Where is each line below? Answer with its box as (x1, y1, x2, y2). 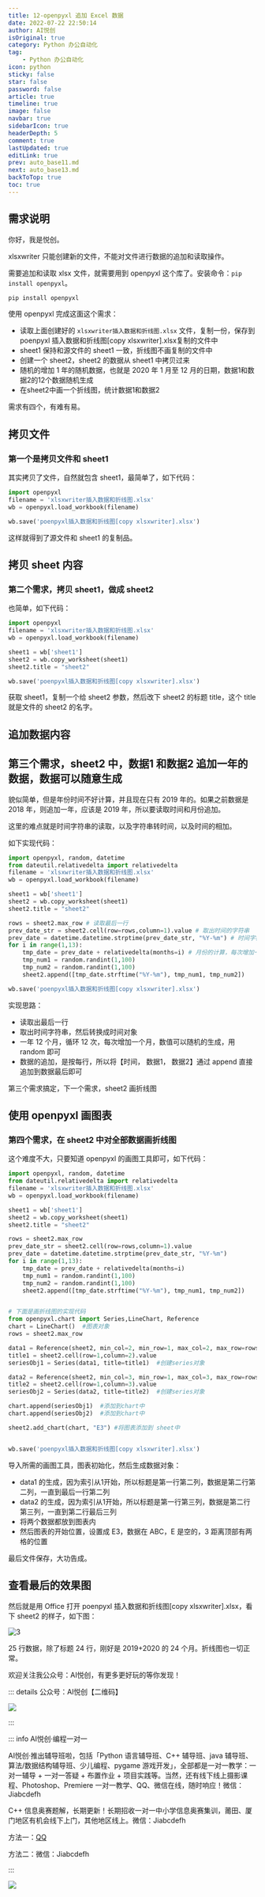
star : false (8, 78, 47, 85)
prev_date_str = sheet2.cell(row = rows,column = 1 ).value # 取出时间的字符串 (8, 927, 250, 935)
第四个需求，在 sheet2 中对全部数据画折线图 (8, 1134, 177, 1145)
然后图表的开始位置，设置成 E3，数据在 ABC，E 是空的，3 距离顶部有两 (19, 1527, 252, 1536)
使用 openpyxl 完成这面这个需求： (8, 309, 118, 319)
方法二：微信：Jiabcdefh (8, 1849, 90, 1858)
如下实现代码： (8, 838, 57, 848)
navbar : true (8, 115, 51, 123)
